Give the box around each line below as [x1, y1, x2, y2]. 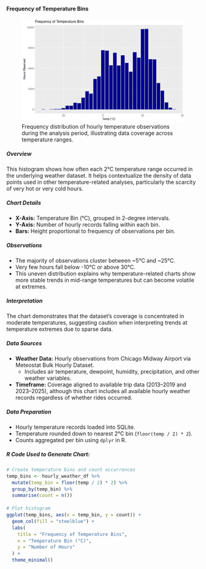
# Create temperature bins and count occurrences [6, 466, 136, 473]
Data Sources [6, 339, 42, 347]
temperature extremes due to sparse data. [6, 325, 113, 333]
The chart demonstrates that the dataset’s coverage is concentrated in [6, 312, 185, 320]
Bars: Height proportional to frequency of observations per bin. [15, 227, 176, 235]
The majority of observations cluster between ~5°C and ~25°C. [15, 257, 176, 265]
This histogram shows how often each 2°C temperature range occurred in [6, 165, 193, 173]
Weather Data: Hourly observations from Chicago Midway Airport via [15, 355, 191, 363]
